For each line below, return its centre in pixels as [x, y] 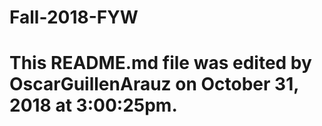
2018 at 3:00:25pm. [93, 105]
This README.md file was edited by [160, 63]
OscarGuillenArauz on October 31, [154, 84]
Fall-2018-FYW [74, 17]
